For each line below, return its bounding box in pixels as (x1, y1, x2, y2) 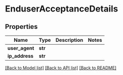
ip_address (7, 53, 34, 59)
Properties (5, 23, 38, 31)
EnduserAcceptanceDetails (5, 3, 118, 14)
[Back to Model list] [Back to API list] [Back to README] (5, 65, 117, 71)
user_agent (7, 45, 35, 51)
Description (55, 37, 84, 43)
